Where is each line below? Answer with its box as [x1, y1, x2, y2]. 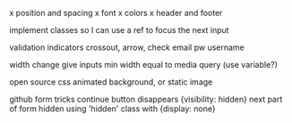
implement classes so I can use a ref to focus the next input [9, 25, 230, 35]
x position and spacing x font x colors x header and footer [9, 8, 223, 18]
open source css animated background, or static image [9, 77, 213, 87]
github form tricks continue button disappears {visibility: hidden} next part [9, 94, 283, 104]
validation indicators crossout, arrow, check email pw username [9, 42, 245, 53]
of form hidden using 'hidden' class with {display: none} [9, 103, 217, 114]
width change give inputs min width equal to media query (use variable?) [9, 60, 278, 70]
